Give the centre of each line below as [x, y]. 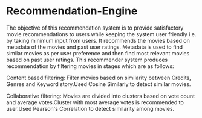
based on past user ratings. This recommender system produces [87, 60]
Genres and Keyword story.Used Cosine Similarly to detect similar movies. [99, 84]
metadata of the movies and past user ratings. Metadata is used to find [95, 47]
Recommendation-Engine [72, 11]
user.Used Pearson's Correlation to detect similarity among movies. [90, 108]
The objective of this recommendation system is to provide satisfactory [95, 28]
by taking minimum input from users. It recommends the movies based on [98, 40]
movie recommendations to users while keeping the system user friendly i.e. [101, 34]
